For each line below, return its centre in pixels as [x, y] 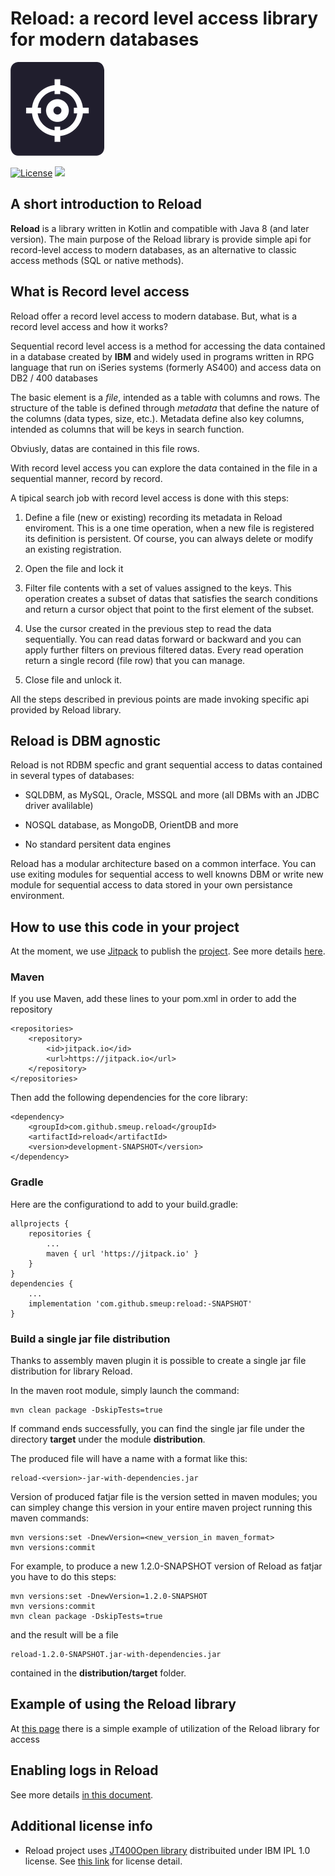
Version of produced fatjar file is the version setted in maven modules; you [164, 1497]
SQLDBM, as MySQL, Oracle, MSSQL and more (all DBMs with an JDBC [172, 795]
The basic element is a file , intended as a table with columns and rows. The [165, 397]
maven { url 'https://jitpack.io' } [122, 1253]
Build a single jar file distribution [90, 1339]
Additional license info [81, 1826]
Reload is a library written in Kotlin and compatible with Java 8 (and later [160, 228]
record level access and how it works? [89, 326]
